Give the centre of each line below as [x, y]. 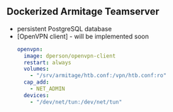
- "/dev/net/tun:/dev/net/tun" [76, 102]
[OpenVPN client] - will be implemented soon [83, 36]
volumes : [37, 69]
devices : [37, 95]
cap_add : [37, 82]
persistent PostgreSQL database [64, 28]
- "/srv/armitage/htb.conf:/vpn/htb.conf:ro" [99, 76]
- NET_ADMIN [48, 89]
